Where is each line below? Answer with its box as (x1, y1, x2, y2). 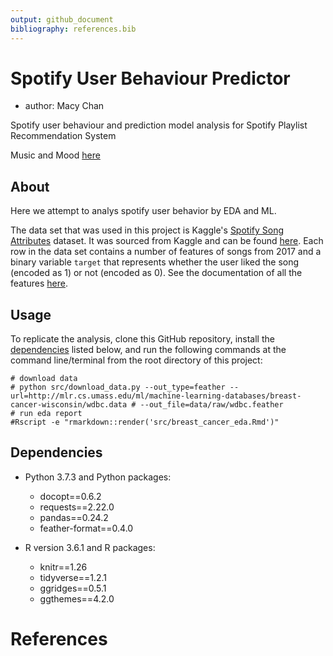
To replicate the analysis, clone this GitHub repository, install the (10, 333, 275, 345)
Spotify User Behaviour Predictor (10, 67, 291, 90)
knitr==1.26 (39, 561, 88, 573)
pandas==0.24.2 (39, 511, 109, 523)
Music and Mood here (10, 149, 101, 161)
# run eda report (10, 409, 83, 419)
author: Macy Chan (24, 100, 105, 112)
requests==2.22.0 (39, 501, 115, 513)
